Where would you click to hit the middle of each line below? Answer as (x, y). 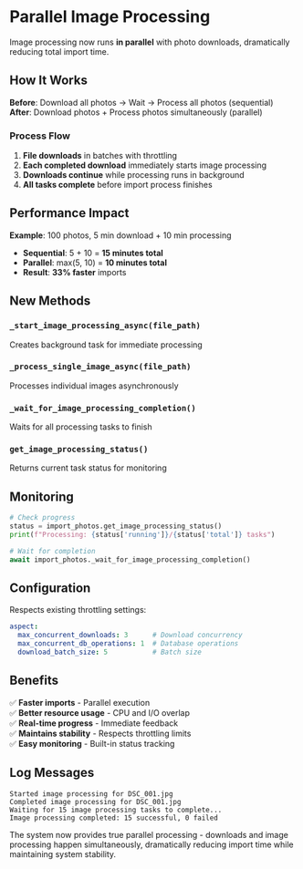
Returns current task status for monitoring (88, 468)
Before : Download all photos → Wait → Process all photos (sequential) (141, 102)
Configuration (50, 589)
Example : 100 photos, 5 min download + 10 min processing (120, 235)
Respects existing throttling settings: (78, 610)
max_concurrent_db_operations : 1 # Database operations (128, 644)
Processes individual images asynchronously (94, 386)
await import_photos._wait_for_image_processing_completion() (130, 559)
